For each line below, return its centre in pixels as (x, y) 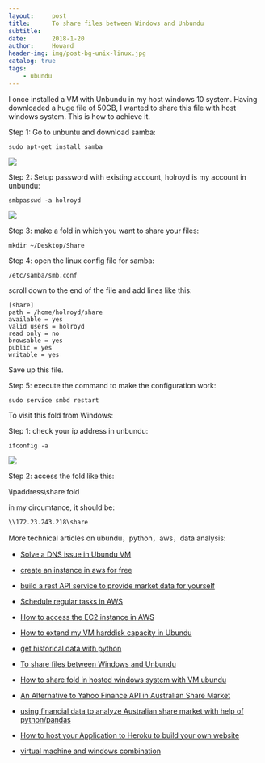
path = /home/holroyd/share (56, 312)
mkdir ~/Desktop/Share (46, 245)
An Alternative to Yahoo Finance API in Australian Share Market (125, 695)
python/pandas (45, 719)
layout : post (38, 16)
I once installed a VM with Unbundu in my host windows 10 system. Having (133, 99)
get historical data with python (71, 648)
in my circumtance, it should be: (62, 507)
